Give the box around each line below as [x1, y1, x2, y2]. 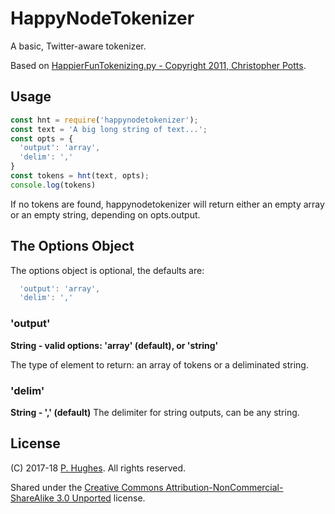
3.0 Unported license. [56, 492, 146, 504]
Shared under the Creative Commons [10, 481, 164, 493]
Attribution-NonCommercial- [165, 481, 284, 493]
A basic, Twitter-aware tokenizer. [10, 40, 147, 52]
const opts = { [10, 133, 74, 144]
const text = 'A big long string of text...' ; [10, 124, 208, 134]
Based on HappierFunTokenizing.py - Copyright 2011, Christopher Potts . [10, 59, 307, 71]
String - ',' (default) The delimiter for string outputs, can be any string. [10, 406, 300, 418]
